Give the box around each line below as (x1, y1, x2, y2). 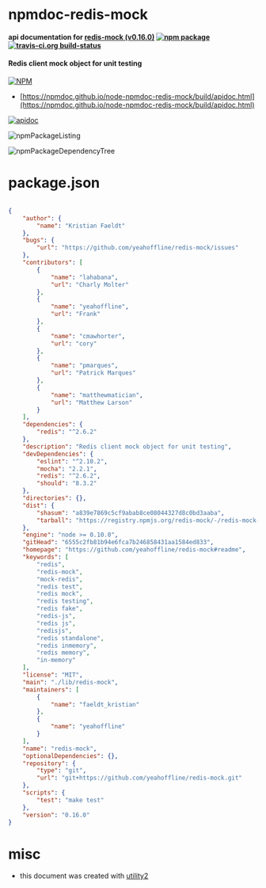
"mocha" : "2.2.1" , (36, 465, 97, 473)
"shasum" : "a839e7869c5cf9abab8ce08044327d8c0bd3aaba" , (36, 509, 225, 516)
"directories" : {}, (22, 494, 87, 502)
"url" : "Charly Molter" (50, 280, 129, 288)
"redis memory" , (36, 649, 90, 657)
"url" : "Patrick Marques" (50, 369, 136, 377)
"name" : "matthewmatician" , (50, 391, 144, 399)
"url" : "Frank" (50, 311, 101, 318)
